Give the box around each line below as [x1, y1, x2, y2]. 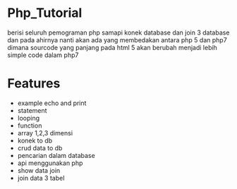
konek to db [17, 136, 53, 145]
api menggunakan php [17, 159, 83, 167]
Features [7, 75, 61, 92]
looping [17, 114, 40, 122]
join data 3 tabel [17, 173, 65, 182]
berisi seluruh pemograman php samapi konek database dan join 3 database [7, 28, 230, 37]
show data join [17, 166, 61, 174]
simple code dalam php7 [7, 51, 79, 59]
